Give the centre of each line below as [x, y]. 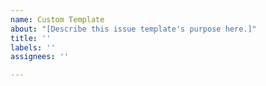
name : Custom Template [57, 19]
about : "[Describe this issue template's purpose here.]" [133, 29]
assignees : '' [40, 57]
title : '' [31, 38]
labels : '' [33, 47]
